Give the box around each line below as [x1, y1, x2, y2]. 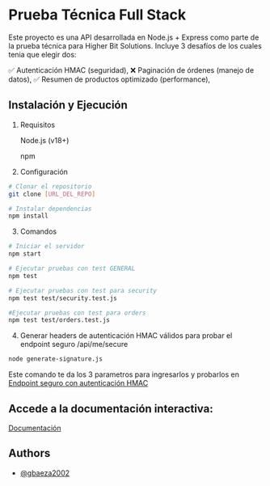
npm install [8, 212, 49, 220]
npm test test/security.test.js [8, 294, 117, 302]
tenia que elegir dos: [8, 49, 77, 59]
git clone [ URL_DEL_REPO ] [8, 190, 95, 198]
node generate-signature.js [8, 355, 103, 363]
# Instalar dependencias [8, 205, 92, 213]
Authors [8, 446, 51, 460]
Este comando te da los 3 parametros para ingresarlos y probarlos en [8, 370, 240, 379]
